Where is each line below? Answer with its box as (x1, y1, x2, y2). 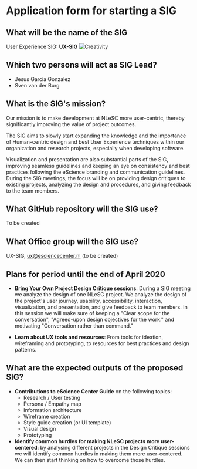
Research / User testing (23, 394, 81, 401)
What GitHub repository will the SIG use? (6, 204, 158, 214)
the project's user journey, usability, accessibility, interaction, (14, 298, 162, 305)
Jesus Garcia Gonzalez (14, 75, 71, 83)
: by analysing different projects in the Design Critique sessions (37, 444, 190, 451)
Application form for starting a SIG (6, 4, 177, 18)
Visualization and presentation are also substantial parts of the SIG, (6, 156, 168, 163)
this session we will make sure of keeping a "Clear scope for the (14, 310, 170, 317)
